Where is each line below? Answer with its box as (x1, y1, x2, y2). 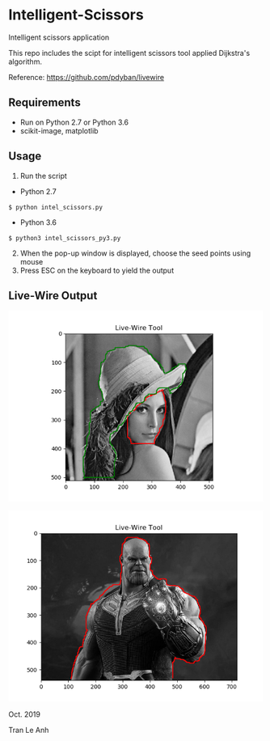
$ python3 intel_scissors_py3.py (8, 234, 121, 242)
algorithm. (8, 57, 43, 66)
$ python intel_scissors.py (8, 203, 103, 211)
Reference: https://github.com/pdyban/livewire (8, 72, 164, 82)
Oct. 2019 (8, 709, 40, 719)
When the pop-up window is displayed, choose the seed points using (19, 248, 251, 258)
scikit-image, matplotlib (19, 125, 99, 135)
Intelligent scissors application (8, 32, 110, 42)
